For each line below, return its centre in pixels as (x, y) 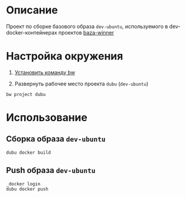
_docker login (23, 184)
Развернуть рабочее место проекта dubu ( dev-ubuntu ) (81, 84)
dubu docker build (28, 153)
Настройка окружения (65, 56)
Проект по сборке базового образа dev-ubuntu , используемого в (87, 26)
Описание (32, 10)
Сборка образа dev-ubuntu (56, 139)
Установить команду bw (45, 72)
